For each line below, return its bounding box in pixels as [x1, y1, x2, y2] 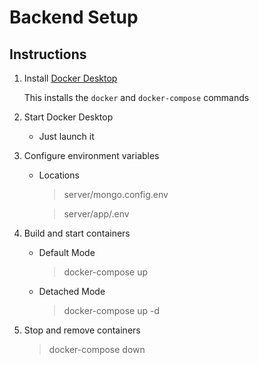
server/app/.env [63, 208, 130, 220]
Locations [38, 169, 80, 181]
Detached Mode [38, 286, 106, 297]
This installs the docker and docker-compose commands [23, 92, 250, 103]
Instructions [9, 46, 87, 63]
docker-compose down [48, 344, 146, 355]
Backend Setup [9, 6, 139, 29]
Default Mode [38, 247, 96, 258]
